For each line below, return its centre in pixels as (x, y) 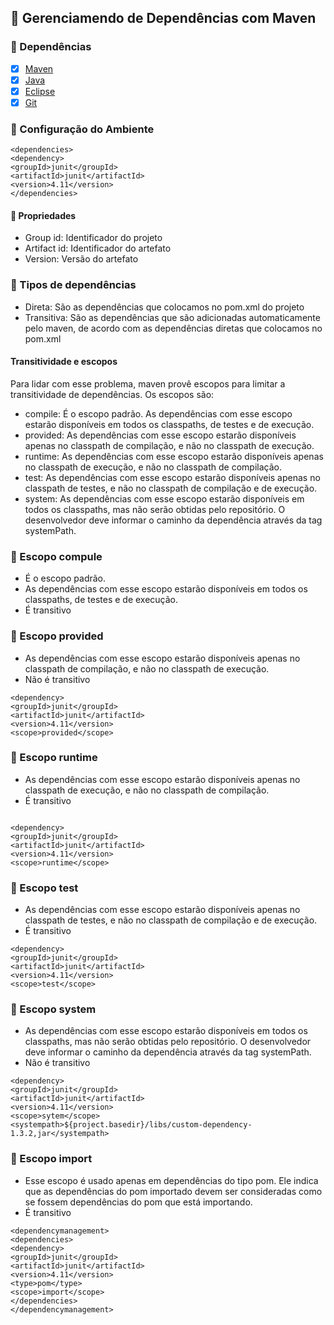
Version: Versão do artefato (81, 259)
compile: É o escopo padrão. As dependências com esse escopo (158, 413)
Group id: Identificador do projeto (93, 238)
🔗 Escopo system (53, 1009)
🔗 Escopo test (44, 888)
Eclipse (40, 91)
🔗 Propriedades (43, 215)
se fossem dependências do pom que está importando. (138, 1202)
